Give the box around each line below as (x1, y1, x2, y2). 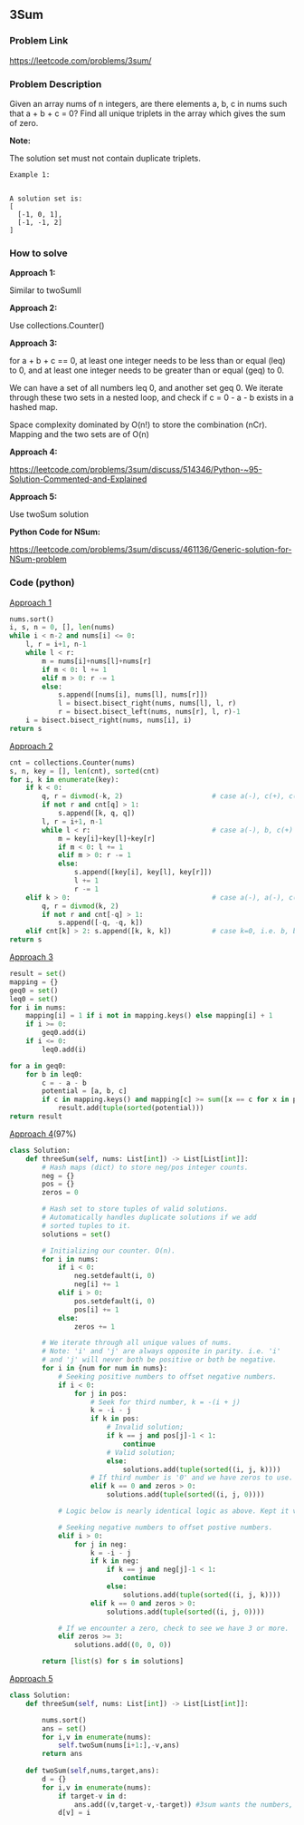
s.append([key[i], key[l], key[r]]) (73, 868, 213, 877)
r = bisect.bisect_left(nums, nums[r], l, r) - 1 (57, 708, 242, 717)
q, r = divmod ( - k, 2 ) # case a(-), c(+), (42, 792, 285, 801)
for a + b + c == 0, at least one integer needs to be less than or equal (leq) (9, 356, 287, 366)
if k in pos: (90, 1414, 140, 1423)
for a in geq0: (9, 1061, 67, 1070)
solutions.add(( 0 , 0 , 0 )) (73, 1641, 172, 1650)
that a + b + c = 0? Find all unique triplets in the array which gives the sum (9, 108, 287, 119)
